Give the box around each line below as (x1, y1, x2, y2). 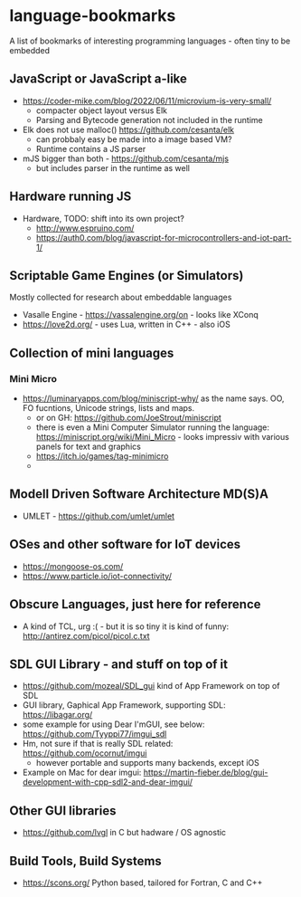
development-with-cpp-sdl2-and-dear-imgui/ (22, 777, 193, 787)
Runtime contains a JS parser (35, 143, 146, 154)
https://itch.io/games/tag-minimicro (35, 451, 169, 462)
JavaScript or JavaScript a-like (9, 72, 188, 87)
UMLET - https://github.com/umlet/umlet (22, 511, 174, 521)
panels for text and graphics (35, 441, 142, 453)
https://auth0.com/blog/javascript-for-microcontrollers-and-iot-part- (35, 232, 292, 243)
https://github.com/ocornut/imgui (22, 748, 147, 759)
